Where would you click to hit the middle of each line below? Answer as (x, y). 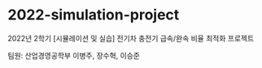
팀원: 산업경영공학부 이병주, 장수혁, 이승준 (74, 55)
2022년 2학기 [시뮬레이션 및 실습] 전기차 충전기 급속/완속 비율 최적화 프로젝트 (131, 38)
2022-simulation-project (94, 15)
